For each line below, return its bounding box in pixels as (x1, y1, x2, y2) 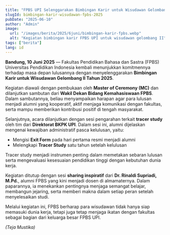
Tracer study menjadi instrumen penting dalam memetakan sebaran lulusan (5, 152, 163, 158)
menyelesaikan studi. (5, 194, 50, 200)
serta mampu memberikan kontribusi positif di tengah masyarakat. (5, 106, 144, 112)
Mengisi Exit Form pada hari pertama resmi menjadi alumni (12, 136, 136, 143)
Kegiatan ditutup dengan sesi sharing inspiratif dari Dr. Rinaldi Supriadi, (5, 172, 157, 178)
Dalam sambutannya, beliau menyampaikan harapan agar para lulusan (5, 96, 152, 102)
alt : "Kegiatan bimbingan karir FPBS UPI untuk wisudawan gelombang (10, 36, 157, 41)
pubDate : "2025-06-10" (5, 17, 53, 22)
